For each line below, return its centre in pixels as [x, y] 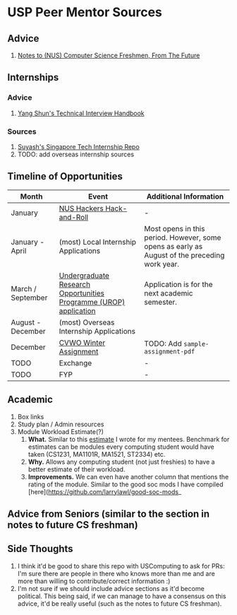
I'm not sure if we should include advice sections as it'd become [111, 588]
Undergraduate [84, 275]
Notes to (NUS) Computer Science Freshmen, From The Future [109, 55]
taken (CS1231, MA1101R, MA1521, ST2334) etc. [97, 454]
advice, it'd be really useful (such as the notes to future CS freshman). [120, 603]
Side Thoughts [40, 549]
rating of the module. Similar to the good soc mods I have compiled [126, 484]
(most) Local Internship [97, 242]
